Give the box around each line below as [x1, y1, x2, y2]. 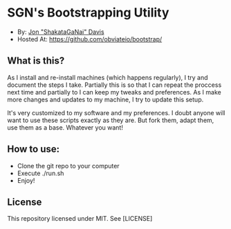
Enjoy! [17, 176, 35, 184]
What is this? [7, 55, 65, 67]
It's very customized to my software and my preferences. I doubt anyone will [7, 108, 225, 117]
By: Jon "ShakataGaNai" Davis [17, 28, 105, 36]
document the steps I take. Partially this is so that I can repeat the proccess [7, 81, 222, 89]
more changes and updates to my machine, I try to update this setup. [7, 95, 204, 103]
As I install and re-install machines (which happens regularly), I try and [7, 73, 209, 81]
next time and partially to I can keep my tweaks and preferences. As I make [7, 88, 221, 96]
